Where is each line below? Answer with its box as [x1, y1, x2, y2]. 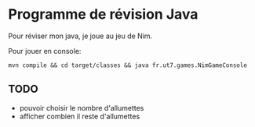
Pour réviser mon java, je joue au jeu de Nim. [8, 31, 153, 41]
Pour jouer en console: [8, 46, 82, 55]
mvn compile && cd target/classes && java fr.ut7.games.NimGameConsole [8, 61, 247, 69]
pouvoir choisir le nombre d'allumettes [19, 103, 144, 112]
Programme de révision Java [8, 5, 199, 23]
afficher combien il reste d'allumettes [19, 111, 140, 121]
